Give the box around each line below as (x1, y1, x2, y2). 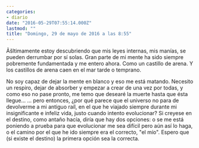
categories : (6, 8, 36, 15)
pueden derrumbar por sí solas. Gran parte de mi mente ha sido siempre (6, 54, 184, 61)
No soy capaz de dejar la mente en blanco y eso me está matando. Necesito (6, 78, 194, 85)
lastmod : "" (6, 25, 36, 32)
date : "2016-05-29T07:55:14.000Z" (6, 20, 92, 26)
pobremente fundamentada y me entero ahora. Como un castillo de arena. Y (6, 60, 194, 67)
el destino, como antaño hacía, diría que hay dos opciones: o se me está (6, 116, 184, 123)
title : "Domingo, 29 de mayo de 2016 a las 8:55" (6, 31, 132, 37)
